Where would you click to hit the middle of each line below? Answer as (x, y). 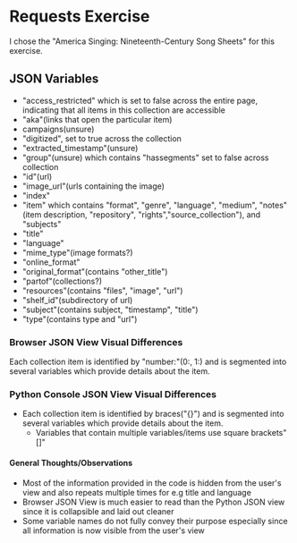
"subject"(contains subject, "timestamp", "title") (110, 310)
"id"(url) (37, 176)
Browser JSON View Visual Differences (96, 342)
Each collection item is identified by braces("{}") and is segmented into (153, 414)
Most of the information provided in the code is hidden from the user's (152, 483)
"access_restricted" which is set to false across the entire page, (140, 100)
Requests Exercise (80, 17)
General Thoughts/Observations (71, 462)
